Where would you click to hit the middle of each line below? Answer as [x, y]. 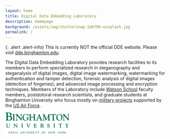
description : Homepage [29, 21]
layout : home [19, 11]
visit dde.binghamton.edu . [32, 53]
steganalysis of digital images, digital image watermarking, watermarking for [85, 73]
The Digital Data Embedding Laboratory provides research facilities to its [81, 62]
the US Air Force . [23, 106]
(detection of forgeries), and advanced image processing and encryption [81, 84]
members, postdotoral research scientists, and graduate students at [76, 95]
